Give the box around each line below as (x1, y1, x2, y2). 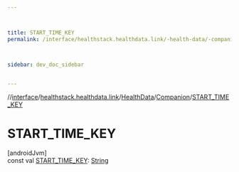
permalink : (7, 36, 40, 43)
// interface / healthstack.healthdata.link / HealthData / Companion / (7, 93, 193, 102)
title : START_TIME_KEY (7, 29, 75, 36)
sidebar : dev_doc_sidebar (7, 61, 84, 68)
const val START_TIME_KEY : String (7, 156, 109, 165)
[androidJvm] (7, 149, 48, 157)
